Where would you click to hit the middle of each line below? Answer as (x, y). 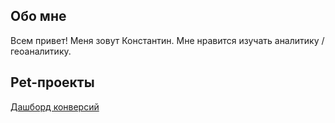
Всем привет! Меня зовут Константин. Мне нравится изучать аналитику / (167, 40)
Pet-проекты (52, 82)
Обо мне (38, 16)
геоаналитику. (41, 51)
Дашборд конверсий (55, 106)
